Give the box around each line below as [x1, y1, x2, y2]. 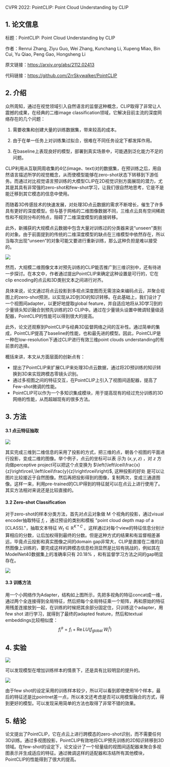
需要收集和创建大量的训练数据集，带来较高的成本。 [12, 126, 119, 132]
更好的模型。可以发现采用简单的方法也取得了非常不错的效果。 [9, 700, 138, 707]
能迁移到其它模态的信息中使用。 [5, 190, 72, 197]
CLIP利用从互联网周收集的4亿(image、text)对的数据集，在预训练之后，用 [5, 165, 157, 171]
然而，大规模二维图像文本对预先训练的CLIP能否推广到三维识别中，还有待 [5, 264, 157, 270]
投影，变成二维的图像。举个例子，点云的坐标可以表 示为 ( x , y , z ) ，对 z [9, 456, 156, 462]
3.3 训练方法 [5, 579, 31, 585]
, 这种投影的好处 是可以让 [112, 468, 165, 474]
